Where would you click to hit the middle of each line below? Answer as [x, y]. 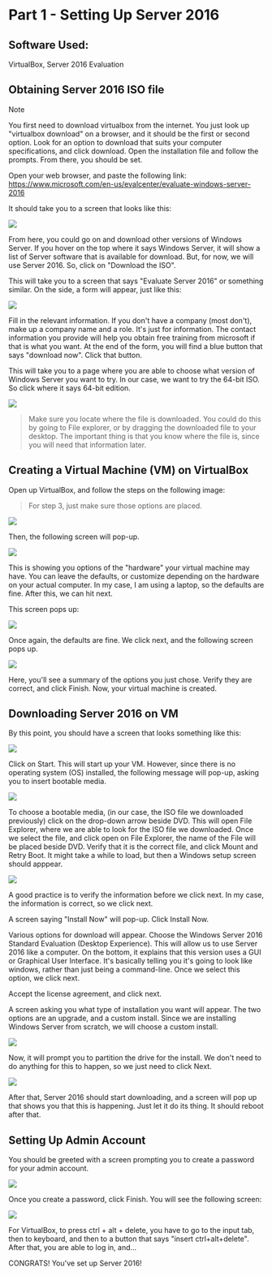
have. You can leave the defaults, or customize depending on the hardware [134, 576]
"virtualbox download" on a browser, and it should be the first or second [129, 134]
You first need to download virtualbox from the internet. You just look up [129, 125]
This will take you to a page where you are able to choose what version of [132, 370]
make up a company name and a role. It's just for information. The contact [132, 329]
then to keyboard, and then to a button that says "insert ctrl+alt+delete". [129, 1239]
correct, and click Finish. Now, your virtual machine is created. [113, 688]
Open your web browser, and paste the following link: [97, 175]
